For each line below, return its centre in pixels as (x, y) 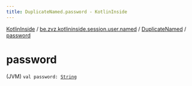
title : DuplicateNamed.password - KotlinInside (67, 12)
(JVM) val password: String (41, 76)
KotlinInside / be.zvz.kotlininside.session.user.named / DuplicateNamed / (96, 29)
